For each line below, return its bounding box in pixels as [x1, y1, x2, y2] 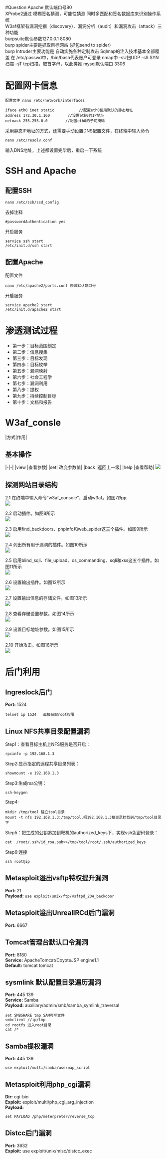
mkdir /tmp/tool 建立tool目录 [5, 810, 65, 815]
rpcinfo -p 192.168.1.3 [5, 751, 55, 756]
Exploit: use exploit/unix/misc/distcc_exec [5, 1147, 92, 1154]
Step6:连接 [5, 849, 27, 855]
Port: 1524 [5, 701, 27, 708]
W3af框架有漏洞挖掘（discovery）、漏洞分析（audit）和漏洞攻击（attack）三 [5, 23, 162, 29]
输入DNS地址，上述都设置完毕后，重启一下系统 [5, 147, 102, 153]
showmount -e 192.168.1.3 [5, 771, 59, 776]
